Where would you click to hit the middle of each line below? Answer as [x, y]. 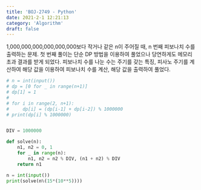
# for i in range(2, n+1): [40, 103]
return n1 [30, 164]
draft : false [23, 29]
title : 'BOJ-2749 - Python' [42, 12]
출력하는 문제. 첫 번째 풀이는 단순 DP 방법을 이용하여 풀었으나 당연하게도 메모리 [99, 54]
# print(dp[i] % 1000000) [39, 115]
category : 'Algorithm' [35, 23]
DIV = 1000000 [24, 131]
